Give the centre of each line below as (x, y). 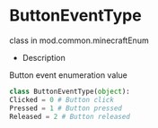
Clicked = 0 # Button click (62, 99)
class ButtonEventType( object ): (70, 91)
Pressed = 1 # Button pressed (66, 108)
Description (44, 57)
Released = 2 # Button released (70, 116)
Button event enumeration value (68, 75)
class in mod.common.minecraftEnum (79, 40)
